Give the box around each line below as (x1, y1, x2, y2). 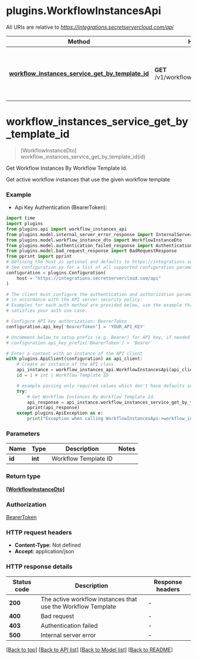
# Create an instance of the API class (16, 361, 114, 368)
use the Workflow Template (40, 602, 116, 610)
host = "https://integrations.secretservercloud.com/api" (16, 275, 161, 281)
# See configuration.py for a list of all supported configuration (6, 264, 175, 271)
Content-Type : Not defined (14, 542, 81, 549)
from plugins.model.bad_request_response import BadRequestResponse (6, 248, 177, 254)
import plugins (6, 221, 43, 227)
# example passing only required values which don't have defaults (16, 383, 185, 389)
